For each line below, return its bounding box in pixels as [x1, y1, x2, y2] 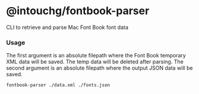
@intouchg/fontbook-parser [6, 4, 150, 18]
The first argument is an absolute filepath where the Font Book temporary [6, 52, 186, 59]
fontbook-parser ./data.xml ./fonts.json [6, 82, 110, 88]
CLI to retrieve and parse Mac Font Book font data [6, 24, 129, 31]
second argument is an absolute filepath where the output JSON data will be [6, 64, 193, 72]
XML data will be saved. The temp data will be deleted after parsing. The [6, 58, 184, 66]
